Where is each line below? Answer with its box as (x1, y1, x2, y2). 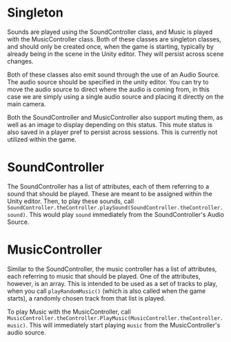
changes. (7, 57, 34, 65)
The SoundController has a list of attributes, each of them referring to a (7, 182, 210, 191)
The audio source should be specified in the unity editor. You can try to (7, 77, 209, 86)
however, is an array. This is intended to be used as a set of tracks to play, (7, 279, 218, 287)
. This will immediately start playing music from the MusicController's (25, 321, 221, 329)
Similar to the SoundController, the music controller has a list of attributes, (7, 265, 217, 273)
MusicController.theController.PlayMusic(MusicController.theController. (7, 314, 224, 322)
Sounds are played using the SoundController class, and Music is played (7, 28, 213, 36)
